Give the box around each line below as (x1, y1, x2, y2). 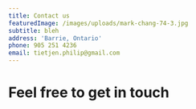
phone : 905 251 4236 (8, 42, 78, 50)
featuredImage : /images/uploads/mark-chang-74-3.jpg (8, 19, 189, 27)
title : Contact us (8, 11, 70, 20)
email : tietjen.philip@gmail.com (8, 49, 120, 57)
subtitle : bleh (8, 26, 59, 34)
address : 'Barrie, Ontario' (8, 34, 103, 42)
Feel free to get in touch (8, 83, 170, 102)
